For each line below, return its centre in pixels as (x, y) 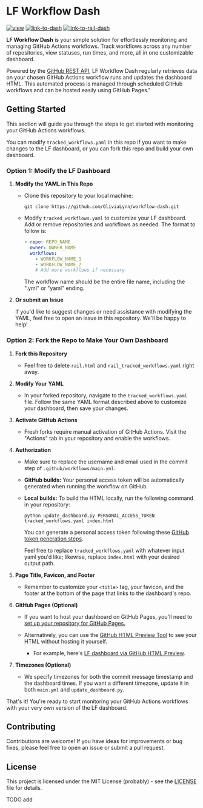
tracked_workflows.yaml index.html (69, 521)
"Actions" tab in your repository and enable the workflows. (97, 438)
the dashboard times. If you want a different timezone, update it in (106, 683)
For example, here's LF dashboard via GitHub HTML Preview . (109, 653)
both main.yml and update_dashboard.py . (74, 689)
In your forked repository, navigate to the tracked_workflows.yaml (106, 395)
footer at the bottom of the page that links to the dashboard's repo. (108, 593)
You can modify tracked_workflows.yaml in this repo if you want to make (96, 142)
